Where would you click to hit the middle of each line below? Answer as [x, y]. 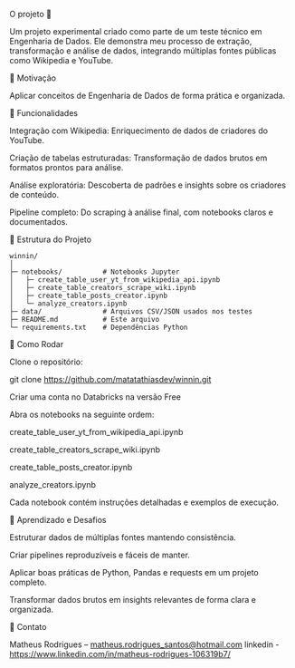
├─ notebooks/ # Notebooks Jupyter [95, 272]
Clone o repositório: [46, 362]
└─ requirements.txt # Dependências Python [99, 327]
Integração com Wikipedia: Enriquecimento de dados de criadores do [139, 131]
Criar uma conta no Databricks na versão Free [95, 397]
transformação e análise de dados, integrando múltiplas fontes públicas [143, 51]
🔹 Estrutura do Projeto [51, 239]
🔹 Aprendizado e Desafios [58, 520]
